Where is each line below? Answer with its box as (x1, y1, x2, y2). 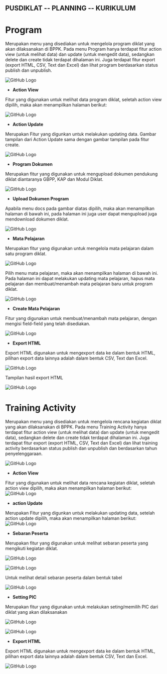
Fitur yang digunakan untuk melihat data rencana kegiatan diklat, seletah (5, 480, 155, 486)
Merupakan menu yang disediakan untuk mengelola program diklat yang (5, 41, 155, 47)
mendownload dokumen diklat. (5, 216, 69, 222)
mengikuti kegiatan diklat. (5, 545, 59, 551)
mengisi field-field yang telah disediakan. (5, 321, 90, 327)
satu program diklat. (5, 251, 47, 257)
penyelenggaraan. (5, 451, 43, 457)
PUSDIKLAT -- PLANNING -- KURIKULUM (5, 4, 136, 13)
